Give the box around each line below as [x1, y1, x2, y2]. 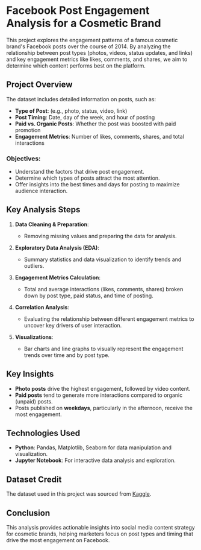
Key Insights [6, 369, 54, 379]
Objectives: [6, 154, 41, 163]
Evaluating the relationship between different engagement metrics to [23, 315, 194, 323]
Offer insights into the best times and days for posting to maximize [14, 181, 180, 188]
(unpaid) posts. [14, 397, 53, 405]
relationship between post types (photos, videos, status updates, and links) [6, 49, 193, 56]
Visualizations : [14, 333, 54, 341]
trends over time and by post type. [23, 351, 110, 359]
